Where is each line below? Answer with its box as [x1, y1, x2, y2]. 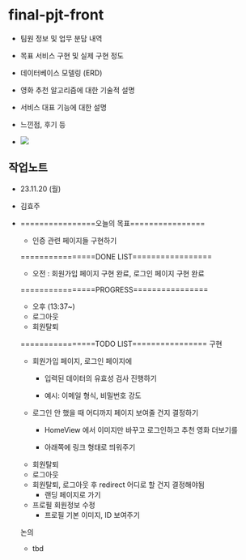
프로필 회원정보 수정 [32, 500, 95, 510]
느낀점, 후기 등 [19, 119, 66, 129]
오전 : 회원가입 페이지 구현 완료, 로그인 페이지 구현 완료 [32, 268, 205, 278]
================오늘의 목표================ [19, 218, 206, 228]
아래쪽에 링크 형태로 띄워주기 [44, 442, 136, 451]
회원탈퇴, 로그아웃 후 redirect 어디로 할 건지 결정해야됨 [32, 480, 205, 489]
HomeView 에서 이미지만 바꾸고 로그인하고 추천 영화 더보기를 [44, 425, 239, 434]
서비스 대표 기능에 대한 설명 [19, 102, 108, 112]
